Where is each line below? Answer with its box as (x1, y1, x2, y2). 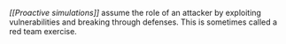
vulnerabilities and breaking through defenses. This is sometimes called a (9, 17, 277, 27)
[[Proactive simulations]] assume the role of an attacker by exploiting (9, 8, 261, 18)
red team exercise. (9, 26, 77, 36)
